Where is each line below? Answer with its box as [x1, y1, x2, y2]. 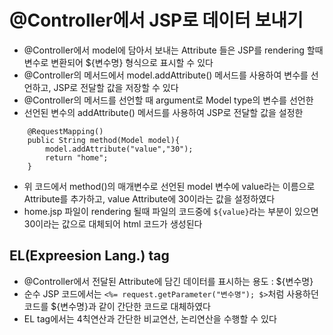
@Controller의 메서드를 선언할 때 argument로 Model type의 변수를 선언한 [23, 94, 314, 106]
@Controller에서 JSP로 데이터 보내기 [9, 9, 304, 32]
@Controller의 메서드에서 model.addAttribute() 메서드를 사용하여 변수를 [23, 69, 309, 81]
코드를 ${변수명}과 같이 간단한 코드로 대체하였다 [23, 300, 212, 312]
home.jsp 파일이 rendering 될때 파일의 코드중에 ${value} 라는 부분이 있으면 [23, 205, 319, 217]
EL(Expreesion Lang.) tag [9, 247, 170, 265]
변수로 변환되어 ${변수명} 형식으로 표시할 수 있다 [23, 56, 214, 68]
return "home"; [45, 152, 109, 163]
